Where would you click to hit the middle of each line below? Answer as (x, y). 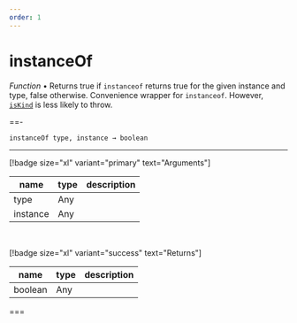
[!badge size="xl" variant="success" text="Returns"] (105, 252)
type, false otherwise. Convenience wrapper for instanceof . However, (136, 95)
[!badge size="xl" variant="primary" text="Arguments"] (110, 162)
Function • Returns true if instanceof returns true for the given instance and (147, 86)
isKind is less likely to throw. (61, 104)
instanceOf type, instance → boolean (79, 138)
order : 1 (25, 17)
